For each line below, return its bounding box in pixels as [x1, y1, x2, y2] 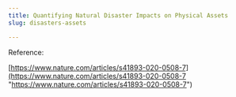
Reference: [8, 47, 44, 57]
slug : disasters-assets [8, 19, 87, 27]
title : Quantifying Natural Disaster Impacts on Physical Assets [8, 11, 228, 20]
